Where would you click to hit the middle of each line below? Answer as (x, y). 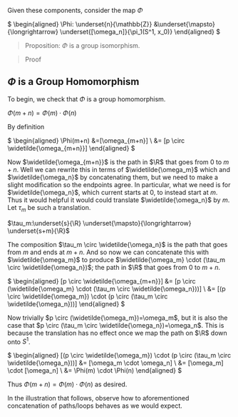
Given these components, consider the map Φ (75, 10)
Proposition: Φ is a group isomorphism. (82, 45)
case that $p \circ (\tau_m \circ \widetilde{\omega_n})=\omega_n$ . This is (116, 325)
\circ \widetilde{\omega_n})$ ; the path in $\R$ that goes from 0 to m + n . (114, 267)
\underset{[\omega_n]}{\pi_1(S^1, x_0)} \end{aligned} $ (140, 32)
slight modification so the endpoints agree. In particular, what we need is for (119, 184)
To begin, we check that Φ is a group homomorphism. (87, 99)
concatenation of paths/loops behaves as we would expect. (95, 406)
